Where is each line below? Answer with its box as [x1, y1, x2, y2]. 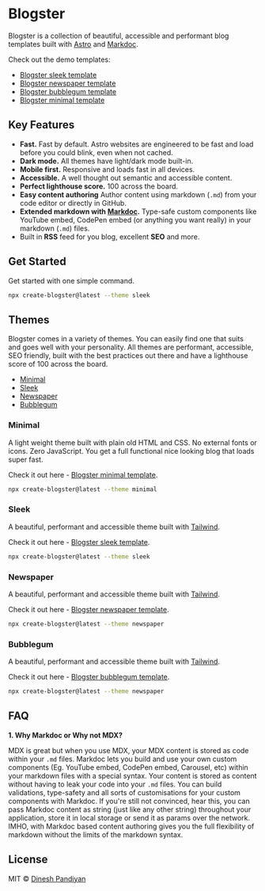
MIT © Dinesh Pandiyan [8, 874, 86, 883]
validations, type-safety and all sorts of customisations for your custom [8, 787, 241, 797]
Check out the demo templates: [8, 55, 111, 64]
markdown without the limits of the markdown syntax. [8, 829, 184, 840]
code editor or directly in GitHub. [19, 198, 127, 208]
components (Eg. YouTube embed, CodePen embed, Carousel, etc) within [8, 762, 249, 772]
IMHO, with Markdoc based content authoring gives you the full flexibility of [8, 821, 255, 831]
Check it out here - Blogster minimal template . [8, 470, 158, 479]
